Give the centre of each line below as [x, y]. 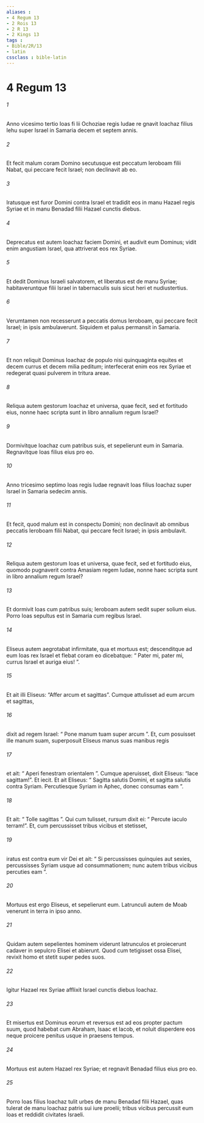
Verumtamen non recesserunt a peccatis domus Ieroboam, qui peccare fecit [102, 321]
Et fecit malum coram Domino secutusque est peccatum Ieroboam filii [94, 163]
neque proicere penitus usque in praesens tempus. [70, 1036]
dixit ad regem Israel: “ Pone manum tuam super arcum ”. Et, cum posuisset [101, 734]
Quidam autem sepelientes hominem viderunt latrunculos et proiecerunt [97, 944]
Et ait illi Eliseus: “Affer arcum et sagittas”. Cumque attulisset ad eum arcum [100, 694]
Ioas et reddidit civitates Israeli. [45, 1114]
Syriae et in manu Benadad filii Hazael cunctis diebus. [74, 209]
